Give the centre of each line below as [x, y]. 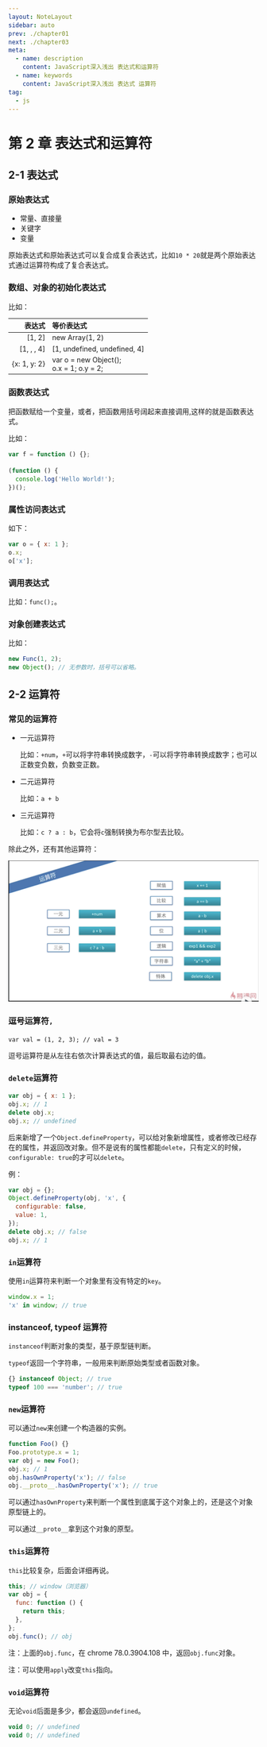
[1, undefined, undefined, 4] [98, 349]
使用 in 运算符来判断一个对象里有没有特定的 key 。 [87, 1281]
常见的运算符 [33, 719]
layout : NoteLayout [41, 17]
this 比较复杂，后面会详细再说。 [61, 1570]
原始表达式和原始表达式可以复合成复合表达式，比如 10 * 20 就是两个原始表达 [132, 255]
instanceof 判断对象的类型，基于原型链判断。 [82, 1346]
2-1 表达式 [33, 175]
